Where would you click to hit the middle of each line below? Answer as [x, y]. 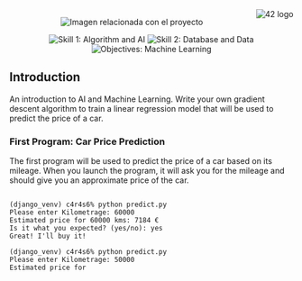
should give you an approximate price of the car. [99, 180]
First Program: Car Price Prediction [87, 141]
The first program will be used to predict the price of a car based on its [141, 161]
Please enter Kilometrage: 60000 [72, 213]
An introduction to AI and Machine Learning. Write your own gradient [137, 99]
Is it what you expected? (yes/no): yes [87, 229]
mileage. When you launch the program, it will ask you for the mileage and [147, 171]
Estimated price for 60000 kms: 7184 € [84, 221]
